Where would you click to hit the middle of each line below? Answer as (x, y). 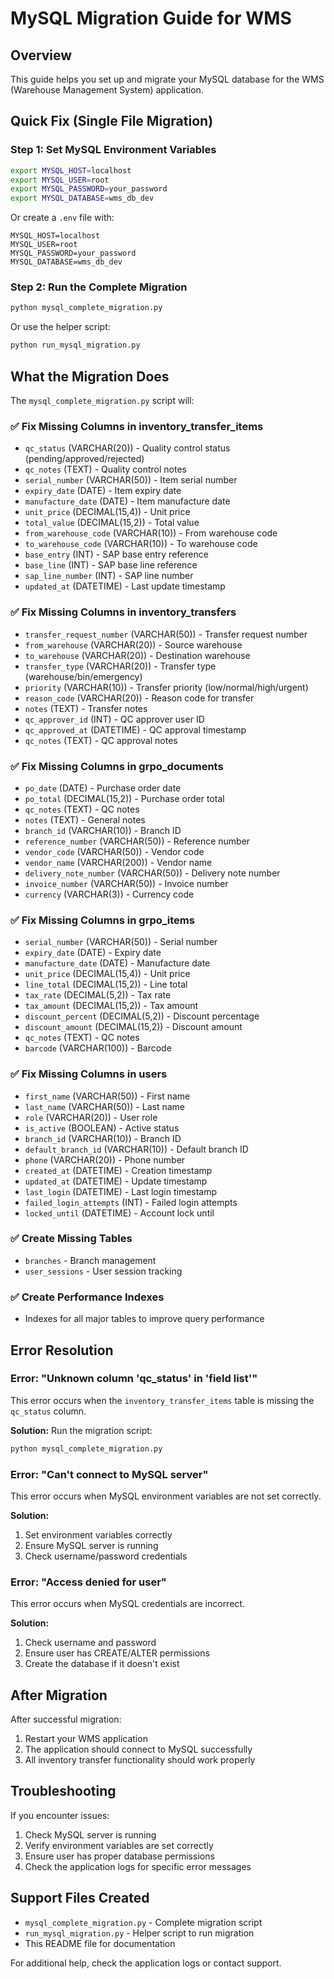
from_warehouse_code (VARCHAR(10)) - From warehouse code (151, 533)
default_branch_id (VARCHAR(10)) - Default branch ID (136, 1149)
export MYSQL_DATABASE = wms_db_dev (82, 198)
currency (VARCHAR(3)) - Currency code (109, 894)
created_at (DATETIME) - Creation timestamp (118, 1170)
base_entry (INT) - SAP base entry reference (116, 554)
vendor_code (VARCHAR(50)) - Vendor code (114, 851)
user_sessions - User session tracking (103, 1271)
